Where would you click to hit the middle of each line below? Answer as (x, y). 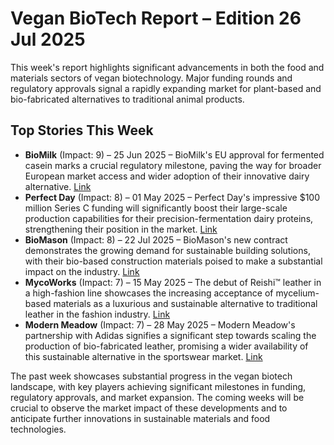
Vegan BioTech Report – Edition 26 (156, 18)
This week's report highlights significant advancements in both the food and (167, 67)
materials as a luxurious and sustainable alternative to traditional (185, 303)
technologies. (38, 429)
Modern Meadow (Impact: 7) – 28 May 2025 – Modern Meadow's (160, 324)
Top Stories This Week (82, 130)
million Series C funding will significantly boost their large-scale (156, 208)
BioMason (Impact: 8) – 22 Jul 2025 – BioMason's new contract (156, 239)
